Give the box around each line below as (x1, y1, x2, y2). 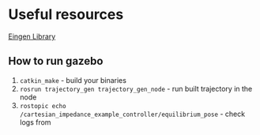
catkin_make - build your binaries (19, 75, 126, 84)
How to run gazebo (8, 54, 104, 68)
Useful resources (8, 6, 124, 24)
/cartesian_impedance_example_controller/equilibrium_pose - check (19, 109, 246, 118)
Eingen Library (8, 32, 56, 41)
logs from (19, 117, 51, 127)
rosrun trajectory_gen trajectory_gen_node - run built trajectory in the (19, 84, 253, 93)
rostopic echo (19, 102, 66, 110)
